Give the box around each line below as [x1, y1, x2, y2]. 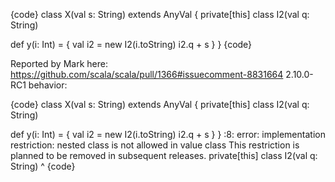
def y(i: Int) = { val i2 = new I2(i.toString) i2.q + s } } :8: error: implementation [10, 129, 326, 140]
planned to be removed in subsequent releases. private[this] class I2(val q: [10, 150, 318, 161]
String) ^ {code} [10, 160, 76, 172]
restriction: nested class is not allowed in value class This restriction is [10, 139, 300, 151]
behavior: [28, 79, 68, 91]
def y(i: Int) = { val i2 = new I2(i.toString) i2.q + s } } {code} [10, 39, 253, 50]
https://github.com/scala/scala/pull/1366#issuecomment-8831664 [10, 69, 284, 80]
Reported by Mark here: [10, 58, 108, 69]
